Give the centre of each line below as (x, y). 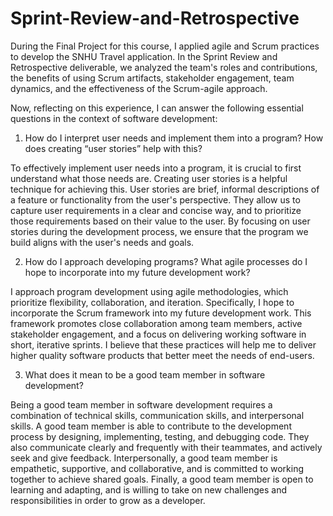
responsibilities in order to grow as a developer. (108, 500)
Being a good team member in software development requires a (141, 404)
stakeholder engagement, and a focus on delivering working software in (158, 334)
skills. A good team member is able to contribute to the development (151, 426)
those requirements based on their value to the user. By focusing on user (160, 221)
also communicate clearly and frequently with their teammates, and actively (166, 447)
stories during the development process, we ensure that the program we (159, 231)
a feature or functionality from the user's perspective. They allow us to (155, 199)
